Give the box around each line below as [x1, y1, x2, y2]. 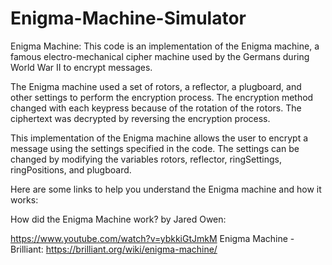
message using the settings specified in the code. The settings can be [10, 142, 300, 154]
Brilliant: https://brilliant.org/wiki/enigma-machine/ [10, 243, 218, 255]
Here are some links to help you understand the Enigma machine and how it [10, 183, 322, 195]
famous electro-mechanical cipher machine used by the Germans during [10, 50, 310, 62]
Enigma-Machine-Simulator [10, 7, 247, 30]
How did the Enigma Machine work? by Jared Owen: [10, 213, 227, 225]
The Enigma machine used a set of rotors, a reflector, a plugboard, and [10, 80, 302, 92]
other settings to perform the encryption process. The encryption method [10, 91, 314, 103]
